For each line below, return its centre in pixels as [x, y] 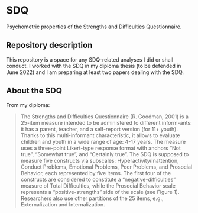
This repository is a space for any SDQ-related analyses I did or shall [90, 59]
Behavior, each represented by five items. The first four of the [96, 173]
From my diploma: [28, 105]
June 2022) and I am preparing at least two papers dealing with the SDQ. [95, 72]
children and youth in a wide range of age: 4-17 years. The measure [103, 141]
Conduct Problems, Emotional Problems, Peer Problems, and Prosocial [106, 167]
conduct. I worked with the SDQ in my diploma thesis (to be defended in [94, 66]
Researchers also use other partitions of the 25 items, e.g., [92, 198]
